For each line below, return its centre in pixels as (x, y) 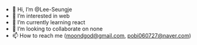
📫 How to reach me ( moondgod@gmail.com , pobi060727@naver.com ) (102, 36)
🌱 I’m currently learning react (48, 22)
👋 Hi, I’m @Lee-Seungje (42, 9)
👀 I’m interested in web (41, 16)
